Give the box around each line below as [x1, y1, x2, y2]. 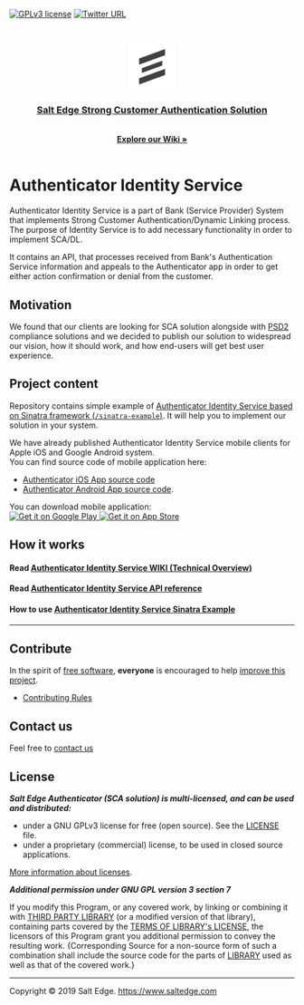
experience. [9, 350, 54, 362]
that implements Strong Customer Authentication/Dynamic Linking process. [9, 215, 291, 226]
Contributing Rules [22, 692, 92, 703]
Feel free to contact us [9, 743, 93, 754]
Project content [9, 376, 99, 391]
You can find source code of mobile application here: [9, 456, 207, 467]
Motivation [9, 297, 72, 313]
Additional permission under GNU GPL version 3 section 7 [9, 884, 232, 895]
